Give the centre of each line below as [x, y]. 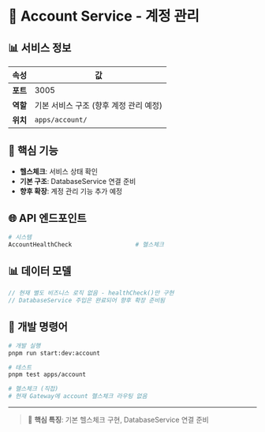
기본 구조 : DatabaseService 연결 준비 [78, 181]
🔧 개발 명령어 [38, 327]
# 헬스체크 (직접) [34, 389]
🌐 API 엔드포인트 [47, 218]
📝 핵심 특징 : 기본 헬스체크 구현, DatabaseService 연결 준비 [118, 420]
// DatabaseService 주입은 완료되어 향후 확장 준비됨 [87, 301]
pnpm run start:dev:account [54, 353]
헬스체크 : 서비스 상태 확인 [59, 171]
